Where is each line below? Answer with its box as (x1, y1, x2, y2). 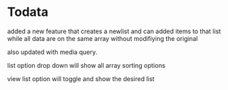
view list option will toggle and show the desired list (7, 74, 155, 83)
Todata (7, 4, 49, 20)
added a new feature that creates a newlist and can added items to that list (7, 27, 221, 35)
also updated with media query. (7, 48, 97, 56)
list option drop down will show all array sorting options (7, 61, 165, 69)
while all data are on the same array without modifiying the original (7, 34, 198, 42)
